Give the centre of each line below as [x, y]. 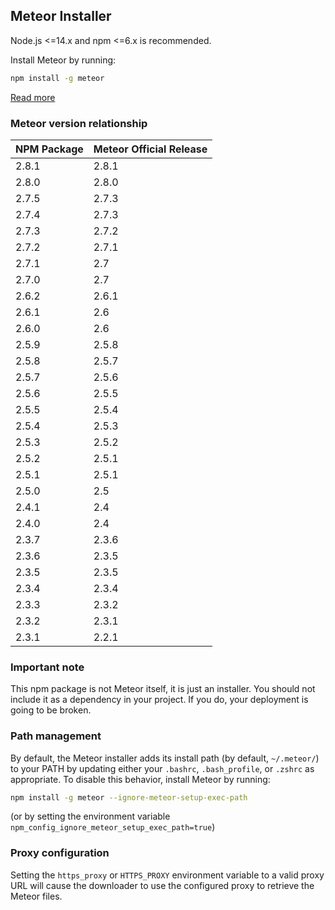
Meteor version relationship [79, 123]
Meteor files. [36, 896]
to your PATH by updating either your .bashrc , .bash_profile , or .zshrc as [162, 768]
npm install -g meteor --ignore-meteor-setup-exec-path [129, 797]
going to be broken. [51, 710]
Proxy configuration [60, 853]
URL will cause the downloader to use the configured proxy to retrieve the [162, 885]
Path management [56, 736]
